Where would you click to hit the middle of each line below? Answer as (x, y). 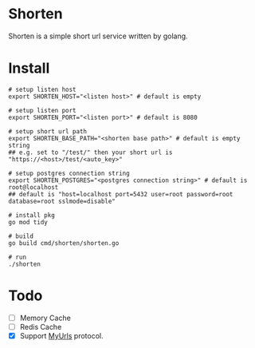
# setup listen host (43, 89)
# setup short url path (48, 131)
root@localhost (33, 187)
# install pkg (32, 215)
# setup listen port (43, 110)
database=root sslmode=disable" (62, 201)
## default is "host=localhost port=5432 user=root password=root (121, 194)
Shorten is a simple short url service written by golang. (98, 36)
